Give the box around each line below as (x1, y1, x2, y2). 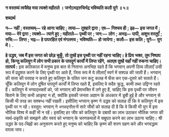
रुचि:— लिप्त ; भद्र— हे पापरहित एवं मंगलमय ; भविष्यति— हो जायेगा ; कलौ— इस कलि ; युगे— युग (5, 37, 162, 43)
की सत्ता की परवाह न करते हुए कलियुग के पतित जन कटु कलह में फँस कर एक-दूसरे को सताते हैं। (5, 75, 159, 81)
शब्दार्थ (5, 15, 16, 21)
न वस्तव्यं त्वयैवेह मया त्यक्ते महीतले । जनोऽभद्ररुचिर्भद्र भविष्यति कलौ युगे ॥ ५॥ (5, 5, 129, 11)
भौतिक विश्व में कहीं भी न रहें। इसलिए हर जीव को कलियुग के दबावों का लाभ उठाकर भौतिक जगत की (5, 110, 164, 115)
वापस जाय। (5, 127, 25, 132)
